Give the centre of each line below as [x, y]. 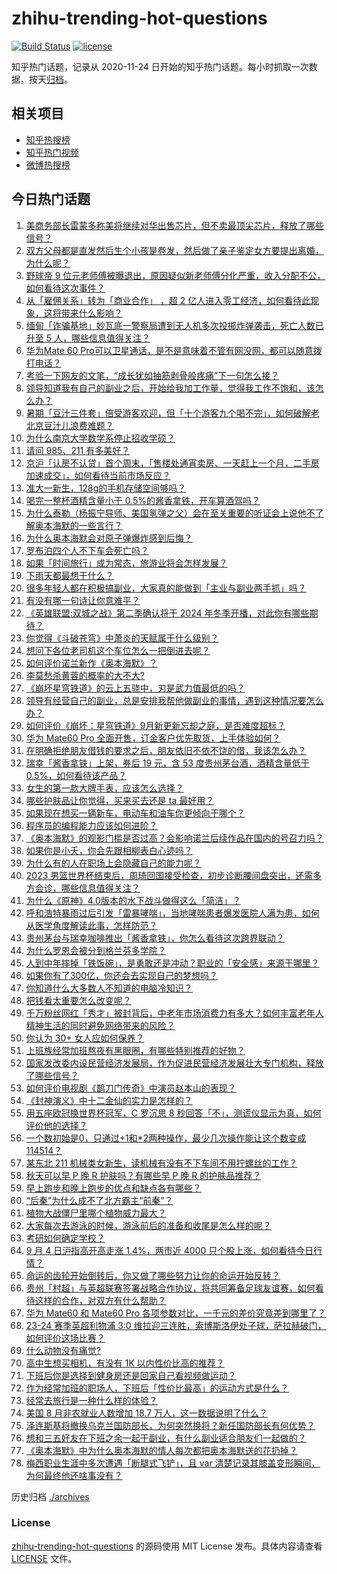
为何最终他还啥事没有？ [74, 1475]
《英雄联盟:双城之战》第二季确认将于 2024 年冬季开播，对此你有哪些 [167, 613]
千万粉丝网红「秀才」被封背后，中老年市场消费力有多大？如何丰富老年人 [174, 1013]
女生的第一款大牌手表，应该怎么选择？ [104, 788]
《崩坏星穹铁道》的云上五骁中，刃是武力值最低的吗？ [135, 688]
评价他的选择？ [56, 1125]
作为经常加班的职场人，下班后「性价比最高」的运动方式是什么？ [157, 1388]
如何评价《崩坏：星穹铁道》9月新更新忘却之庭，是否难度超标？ [155, 725]
